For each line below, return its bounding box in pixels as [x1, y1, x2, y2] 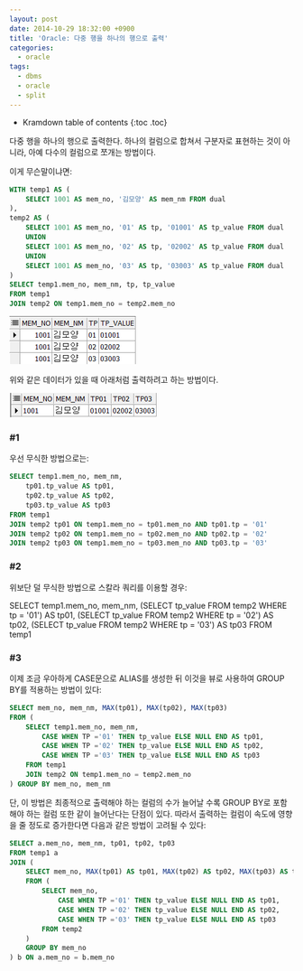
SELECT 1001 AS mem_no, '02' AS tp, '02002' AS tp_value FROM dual [25, 242, 284, 251]
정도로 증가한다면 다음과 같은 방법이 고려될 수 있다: [28, 819, 207, 830]
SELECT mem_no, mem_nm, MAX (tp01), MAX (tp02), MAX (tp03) [9, 703, 228, 713]
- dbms [17, 72, 42, 81]
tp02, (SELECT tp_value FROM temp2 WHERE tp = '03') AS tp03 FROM [9, 619, 272, 630]
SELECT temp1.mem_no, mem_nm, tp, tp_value [9, 280, 176, 289]
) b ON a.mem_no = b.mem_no [9, 953, 115, 962]
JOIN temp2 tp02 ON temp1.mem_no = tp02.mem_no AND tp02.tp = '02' [9, 529, 269, 538]
